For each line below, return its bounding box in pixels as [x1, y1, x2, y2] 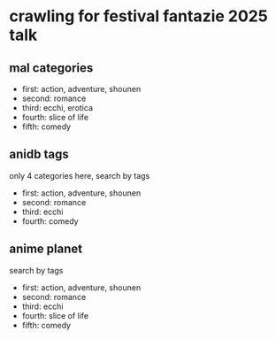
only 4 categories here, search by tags [9, 170, 150, 181]
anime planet [9, 242, 82, 257]
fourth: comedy [21, 215, 79, 227]
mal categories [9, 60, 94, 75]
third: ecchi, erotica [21, 103, 93, 112]
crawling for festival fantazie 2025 [9, 6, 268, 27]
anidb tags [9, 147, 69, 162]
